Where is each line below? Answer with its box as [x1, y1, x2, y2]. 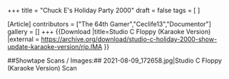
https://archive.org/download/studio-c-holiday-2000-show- [41, 35, 218, 43]
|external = [7, 35, 40, 43]
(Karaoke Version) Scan [7, 64, 77, 72]
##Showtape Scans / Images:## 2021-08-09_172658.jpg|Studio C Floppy [7, 56, 223, 65]
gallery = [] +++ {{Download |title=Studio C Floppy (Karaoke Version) [7, 28, 211, 36]
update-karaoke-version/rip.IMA [7, 43, 103, 51]
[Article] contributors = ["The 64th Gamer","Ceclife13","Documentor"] [7, 20, 212, 28]
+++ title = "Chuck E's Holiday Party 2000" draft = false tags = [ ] [7, 6, 200, 14]
